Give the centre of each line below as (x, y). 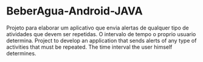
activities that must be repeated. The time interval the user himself (89, 47)
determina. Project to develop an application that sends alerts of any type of (101, 40)
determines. (21, 53)
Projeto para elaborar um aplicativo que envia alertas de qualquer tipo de (98, 28)
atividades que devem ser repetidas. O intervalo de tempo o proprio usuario (101, 34)
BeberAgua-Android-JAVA (74, 11)
